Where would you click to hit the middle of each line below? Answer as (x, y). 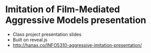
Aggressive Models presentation (76, 20)
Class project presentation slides (47, 34)
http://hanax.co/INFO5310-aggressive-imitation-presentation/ (77, 45)
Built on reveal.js (30, 40)
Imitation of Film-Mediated (63, 9)
